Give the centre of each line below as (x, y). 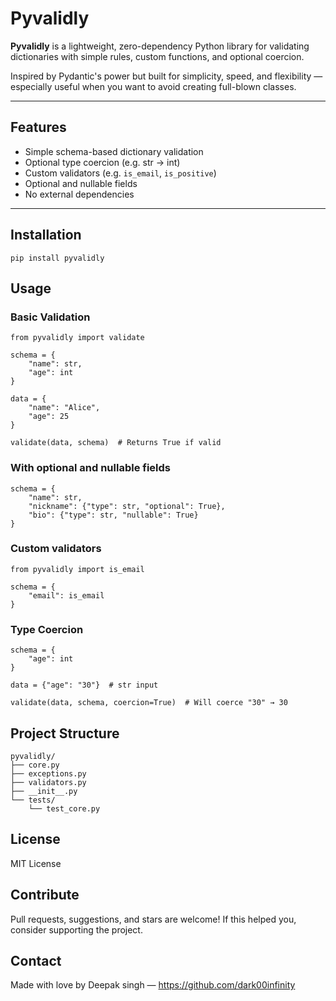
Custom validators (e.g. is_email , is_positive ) (120, 173)
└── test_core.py (64, 808)
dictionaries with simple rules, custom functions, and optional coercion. (157, 56)
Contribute (45, 895)
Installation (46, 235)
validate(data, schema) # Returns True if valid (116, 443)
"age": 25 (49, 417)
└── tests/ (33, 800)
